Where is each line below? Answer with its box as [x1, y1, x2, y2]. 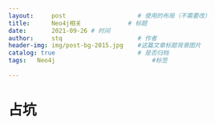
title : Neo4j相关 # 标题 [8, 19, 148, 27]
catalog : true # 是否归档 [8, 49, 169, 57]
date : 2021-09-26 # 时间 [8, 26, 111, 34]
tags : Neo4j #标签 [8, 57, 168, 65]
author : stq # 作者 [8, 34, 157, 42]
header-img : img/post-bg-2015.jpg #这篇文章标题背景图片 [8, 42, 201, 50]
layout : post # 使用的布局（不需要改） [8, 11, 211, 20]
